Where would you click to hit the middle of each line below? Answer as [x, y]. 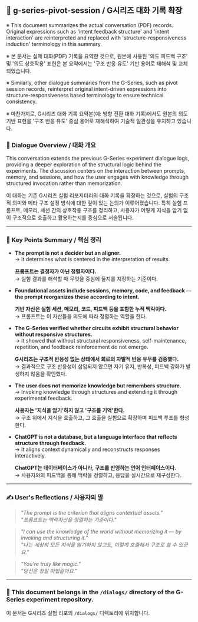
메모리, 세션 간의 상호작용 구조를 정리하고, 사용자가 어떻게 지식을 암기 [103, 210]
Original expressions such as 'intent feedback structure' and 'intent [88, 31]
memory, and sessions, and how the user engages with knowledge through [98, 177]
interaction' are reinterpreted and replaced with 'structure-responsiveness [96, 38]
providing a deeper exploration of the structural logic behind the [84, 164]
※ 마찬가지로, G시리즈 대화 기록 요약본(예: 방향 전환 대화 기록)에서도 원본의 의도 [97, 113]
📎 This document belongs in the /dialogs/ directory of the [90, 592]
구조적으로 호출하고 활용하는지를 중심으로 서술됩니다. [73, 218]
